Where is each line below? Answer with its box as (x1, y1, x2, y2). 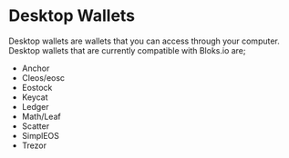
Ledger (21, 101, 49, 112)
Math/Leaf (21, 111, 61, 122)
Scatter (21, 120, 50, 132)
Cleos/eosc (21, 72, 66, 83)
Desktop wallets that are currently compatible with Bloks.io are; (8, 44, 247, 55)
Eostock (21, 82, 53, 93)
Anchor (21, 63, 50, 74)
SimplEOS (21, 130, 60, 141)
